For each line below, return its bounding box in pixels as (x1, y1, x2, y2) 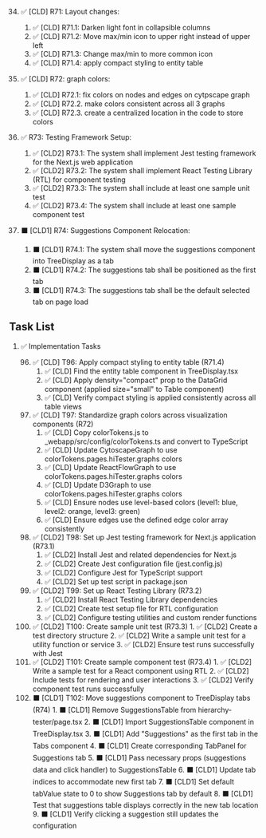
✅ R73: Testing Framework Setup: (20, 132, 132, 142)
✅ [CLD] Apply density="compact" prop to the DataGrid (44, 375, 228, 385)
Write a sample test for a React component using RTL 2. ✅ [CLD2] (32, 666, 249, 675)
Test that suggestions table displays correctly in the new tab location (32, 800, 259, 809)
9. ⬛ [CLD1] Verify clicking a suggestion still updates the (32, 809, 219, 819)
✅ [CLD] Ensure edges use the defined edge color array (44, 515, 229, 524)
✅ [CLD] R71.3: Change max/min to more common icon (32, 49, 213, 58)
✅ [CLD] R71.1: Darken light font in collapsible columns (32, 23, 211, 32)
